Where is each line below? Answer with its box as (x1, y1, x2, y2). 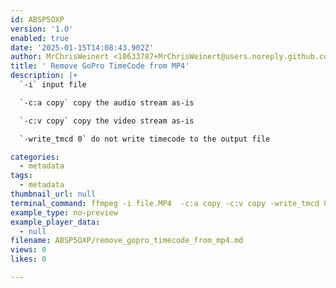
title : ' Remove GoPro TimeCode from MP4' (10, 61, 190, 71)
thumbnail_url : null (10, 189, 97, 199)
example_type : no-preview (10, 207, 118, 218)
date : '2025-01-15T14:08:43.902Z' (10, 42, 155, 53)
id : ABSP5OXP (10, 14, 65, 25)
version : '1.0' (10, 24, 74, 34)
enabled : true (10, 33, 70, 43)
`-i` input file (19, 80, 87, 90)
